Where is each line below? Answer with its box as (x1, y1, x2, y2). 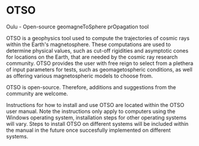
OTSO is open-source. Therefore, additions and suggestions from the (6, 83, 176, 90)
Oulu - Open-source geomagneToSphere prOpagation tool (6, 23, 149, 30)
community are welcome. (6, 90, 68, 97)
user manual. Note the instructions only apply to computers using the (6, 108, 176, 115)
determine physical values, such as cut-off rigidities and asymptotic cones (6, 47, 189, 54)
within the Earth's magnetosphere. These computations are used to (6, 41, 171, 48)
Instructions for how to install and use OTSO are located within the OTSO (6, 101, 185, 108)
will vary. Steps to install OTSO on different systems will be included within (6, 120, 189, 127)
